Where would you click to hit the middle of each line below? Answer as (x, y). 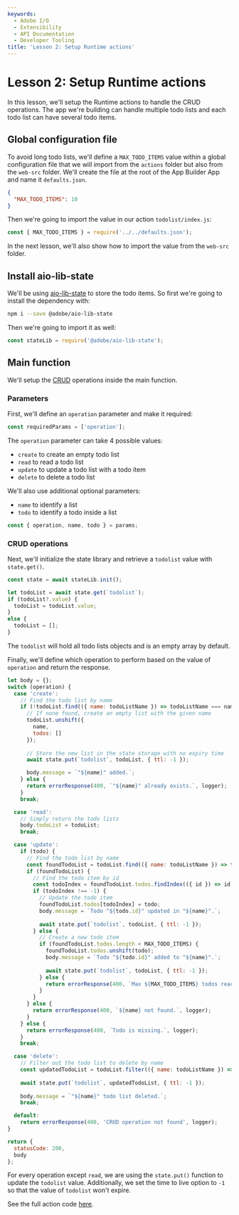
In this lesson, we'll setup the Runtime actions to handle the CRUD (104, 102)
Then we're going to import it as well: (62, 327)
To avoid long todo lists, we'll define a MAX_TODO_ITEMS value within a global (117, 157)
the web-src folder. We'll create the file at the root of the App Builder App (114, 172)
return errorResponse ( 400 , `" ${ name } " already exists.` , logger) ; (127, 786)
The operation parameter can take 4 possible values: (85, 440)
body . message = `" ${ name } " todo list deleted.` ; (94, 1096)
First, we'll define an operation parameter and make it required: (100, 413)
